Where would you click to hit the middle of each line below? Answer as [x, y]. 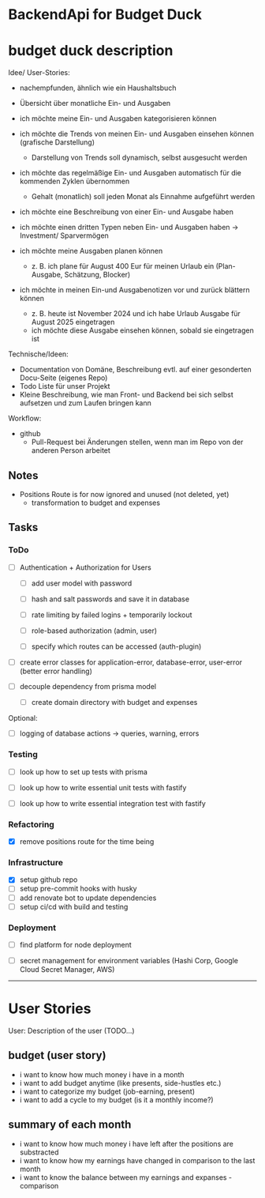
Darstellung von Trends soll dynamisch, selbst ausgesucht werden [139, 158]
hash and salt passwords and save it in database [110, 599]
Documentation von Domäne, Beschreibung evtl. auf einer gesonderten [136, 370]
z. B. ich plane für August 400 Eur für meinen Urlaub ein [123, 266]
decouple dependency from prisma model [88, 687]
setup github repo [49, 880]
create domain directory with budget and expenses [114, 703]
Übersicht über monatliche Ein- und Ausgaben [95, 104]
